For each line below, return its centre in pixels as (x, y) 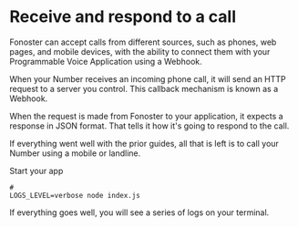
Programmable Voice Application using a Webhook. (106, 61)
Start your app (36, 170)
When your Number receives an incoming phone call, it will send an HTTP (148, 78)
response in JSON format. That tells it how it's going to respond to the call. (149, 126)
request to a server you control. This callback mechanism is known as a (144, 88)
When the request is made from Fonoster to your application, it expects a (147, 116)
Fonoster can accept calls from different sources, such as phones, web (143, 42)
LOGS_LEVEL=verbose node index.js (75, 195)
